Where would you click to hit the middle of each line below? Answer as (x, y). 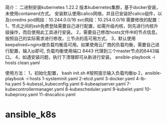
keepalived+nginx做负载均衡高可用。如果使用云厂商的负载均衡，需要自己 (80, 45)
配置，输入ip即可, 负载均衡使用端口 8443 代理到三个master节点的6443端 (84, 51)
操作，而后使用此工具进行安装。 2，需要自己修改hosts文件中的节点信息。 (85, 32)
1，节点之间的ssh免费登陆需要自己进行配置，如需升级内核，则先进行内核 (80, 26)
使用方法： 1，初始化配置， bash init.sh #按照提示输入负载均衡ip (71, 73)
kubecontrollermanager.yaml (35, 89)
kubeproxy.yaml (22, 94)
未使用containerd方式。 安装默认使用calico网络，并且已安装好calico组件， (82, 13)
